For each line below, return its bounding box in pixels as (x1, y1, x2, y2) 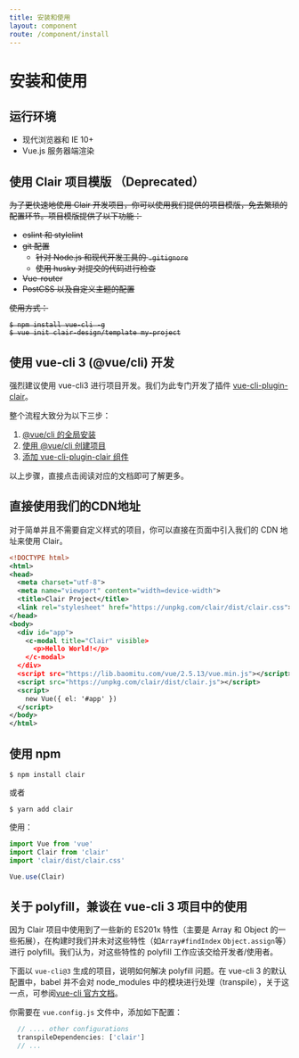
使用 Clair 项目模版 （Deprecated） (9, 174, 205, 189)
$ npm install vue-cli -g (9, 320, 105, 330)
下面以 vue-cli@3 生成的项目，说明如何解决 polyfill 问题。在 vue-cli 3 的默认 (9, 965, 287, 977)
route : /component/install (9, 29, 109, 38)
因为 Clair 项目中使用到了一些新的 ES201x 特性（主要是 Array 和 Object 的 (9, 924, 279, 935)
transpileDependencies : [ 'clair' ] (17, 1033, 145, 1042)
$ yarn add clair (9, 805, 74, 814)
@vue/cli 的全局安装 (21, 429, 96, 440)
